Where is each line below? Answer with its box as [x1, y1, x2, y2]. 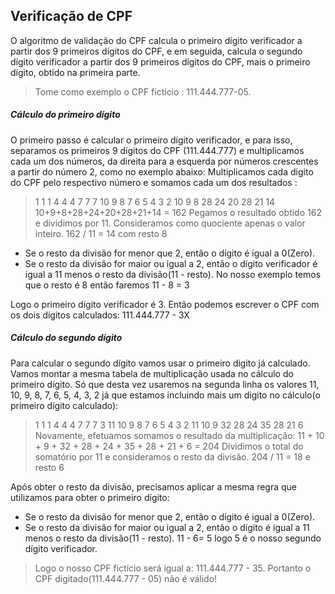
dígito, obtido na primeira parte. [10, 66, 141, 78]
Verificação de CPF [10, 8, 133, 25]
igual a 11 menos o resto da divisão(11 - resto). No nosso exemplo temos [24, 268, 322, 280]
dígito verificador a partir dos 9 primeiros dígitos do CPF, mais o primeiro [10, 55, 311, 68]
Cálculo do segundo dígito [10, 332, 123, 344]
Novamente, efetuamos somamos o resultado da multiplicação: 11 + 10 [34, 429, 325, 441]
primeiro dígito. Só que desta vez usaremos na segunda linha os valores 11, [10, 378, 320, 390]
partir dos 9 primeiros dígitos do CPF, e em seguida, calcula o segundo [10, 45, 303, 57]
